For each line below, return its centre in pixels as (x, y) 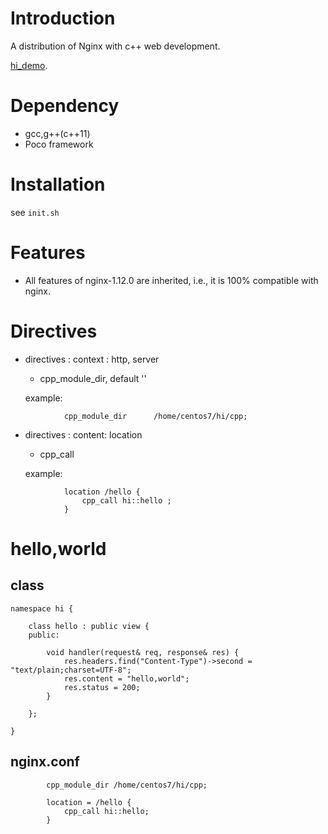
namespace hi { (42, 608)
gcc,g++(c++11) (57, 133)
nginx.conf (45, 762)
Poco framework (59, 144)
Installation (58, 184)
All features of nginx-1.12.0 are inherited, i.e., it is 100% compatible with (171, 280)
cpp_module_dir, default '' (93, 378)
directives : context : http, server (92, 359)
